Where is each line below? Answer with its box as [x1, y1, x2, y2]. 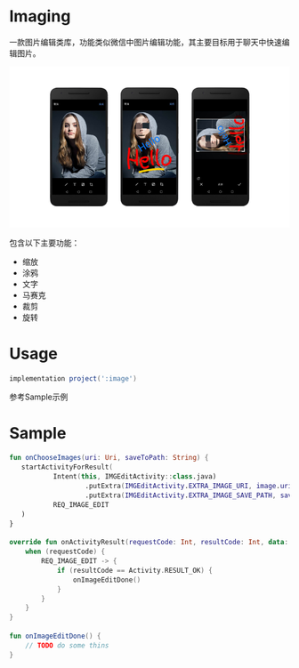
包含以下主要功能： [9, 237, 80, 248]
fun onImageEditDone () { [9, 632, 101, 641]
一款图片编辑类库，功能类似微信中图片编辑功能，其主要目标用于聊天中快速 [9, 36, 282, 47]
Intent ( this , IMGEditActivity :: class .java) [53, 472, 217, 481]
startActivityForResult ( [20, 463, 114, 472]
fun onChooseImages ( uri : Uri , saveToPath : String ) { [9, 454, 209, 463]
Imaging [9, 6, 71, 27]
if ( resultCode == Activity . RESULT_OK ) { [56, 566, 214, 575]
